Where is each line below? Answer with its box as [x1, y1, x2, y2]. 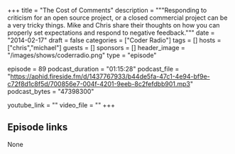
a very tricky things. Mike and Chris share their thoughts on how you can [7, 21, 220, 29]
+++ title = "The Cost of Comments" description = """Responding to [7, 6, 207, 14]
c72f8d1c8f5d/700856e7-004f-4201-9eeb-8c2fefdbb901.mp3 [7, 80, 190, 88]
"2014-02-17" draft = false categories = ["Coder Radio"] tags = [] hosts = [7, 36, 222, 45]
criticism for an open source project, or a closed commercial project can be [7, 13, 228, 22]
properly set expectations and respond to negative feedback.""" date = [7, 28, 215, 37]
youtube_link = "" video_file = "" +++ [7, 101, 116, 109]
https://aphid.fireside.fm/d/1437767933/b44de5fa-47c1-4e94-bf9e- [10, 72, 211, 81]
